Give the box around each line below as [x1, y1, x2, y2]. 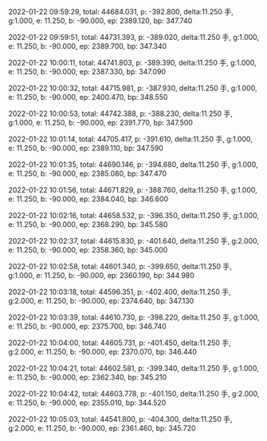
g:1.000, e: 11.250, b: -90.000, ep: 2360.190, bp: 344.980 [8, 271, 195, 280]
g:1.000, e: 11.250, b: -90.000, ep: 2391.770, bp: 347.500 [8, 118, 194, 127]
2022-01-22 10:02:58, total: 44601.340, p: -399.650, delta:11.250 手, [8, 262, 233, 271]
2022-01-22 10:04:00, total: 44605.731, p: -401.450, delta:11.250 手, [8, 338, 231, 348]
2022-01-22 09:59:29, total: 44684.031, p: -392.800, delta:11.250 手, [8, 7, 234, 16]
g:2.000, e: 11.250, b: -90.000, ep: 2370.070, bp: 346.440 [8, 347, 198, 356]
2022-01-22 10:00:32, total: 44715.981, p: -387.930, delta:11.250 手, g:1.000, [8, 83, 257, 93]
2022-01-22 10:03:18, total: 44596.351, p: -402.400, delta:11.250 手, [8, 287, 231, 296]
